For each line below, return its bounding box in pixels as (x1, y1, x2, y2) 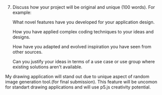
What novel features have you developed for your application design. (12, 19, 155, 25)
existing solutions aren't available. (12, 64, 82, 70)
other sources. (12, 49, 43, 55)
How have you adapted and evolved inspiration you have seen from (12, 44, 151, 49)
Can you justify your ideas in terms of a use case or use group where (12, 59, 155, 64)
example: (12, 9, 31, 15)
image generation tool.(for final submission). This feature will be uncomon (5, 79, 157, 85)
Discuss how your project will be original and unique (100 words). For (12, 4, 155, 10)
